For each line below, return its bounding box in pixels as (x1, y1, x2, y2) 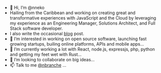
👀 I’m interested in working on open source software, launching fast (9, 36, 147, 42)
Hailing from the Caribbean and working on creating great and (9, 10, 136, 16)
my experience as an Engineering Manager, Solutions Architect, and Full (9, 20, 156, 26)
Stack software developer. (9, 25, 63, 31)
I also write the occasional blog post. (9, 31, 84, 36)
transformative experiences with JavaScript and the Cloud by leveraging (9, 15, 156, 21)
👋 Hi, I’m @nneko (9, 5, 45, 10)
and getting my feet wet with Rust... (9, 51, 82, 57)
